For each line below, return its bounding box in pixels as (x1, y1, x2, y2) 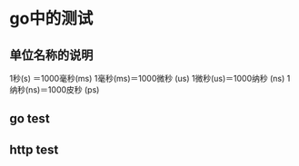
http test (9, 142, 59, 157)
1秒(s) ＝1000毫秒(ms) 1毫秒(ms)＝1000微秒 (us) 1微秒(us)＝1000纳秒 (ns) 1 (9, 73, 291, 83)
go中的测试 (9, 8, 94, 29)
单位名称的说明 (9, 47, 94, 63)
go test (9, 111, 50, 127)
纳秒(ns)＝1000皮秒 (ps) (9, 84, 100, 95)
